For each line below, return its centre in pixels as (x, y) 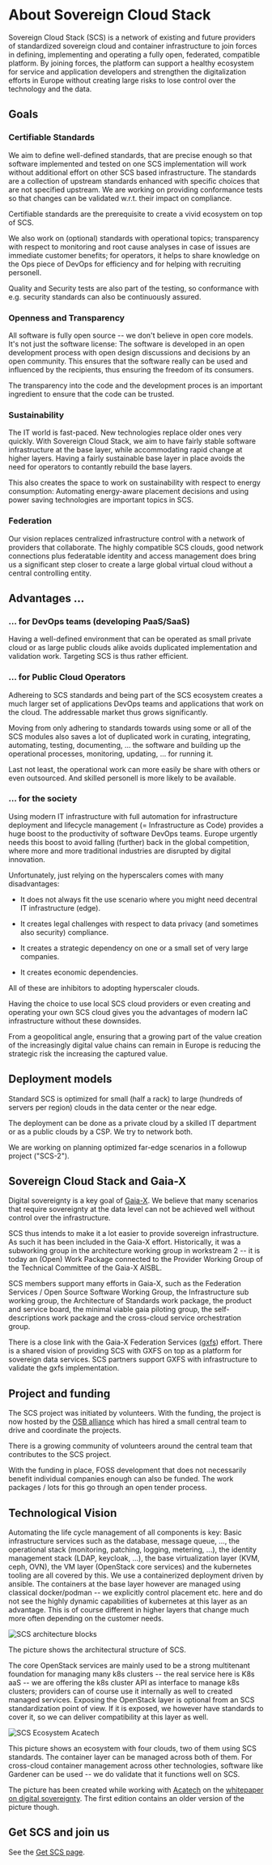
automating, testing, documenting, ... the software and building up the (125, 745)
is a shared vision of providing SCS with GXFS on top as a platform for (125, 1351)
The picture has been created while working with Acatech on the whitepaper (136, 1790)
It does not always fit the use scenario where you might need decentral (138, 899)
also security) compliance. (64, 932)
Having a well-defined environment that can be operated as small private (130, 639)
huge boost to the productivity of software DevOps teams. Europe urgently (133, 833)
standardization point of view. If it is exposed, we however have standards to (136, 1709)
